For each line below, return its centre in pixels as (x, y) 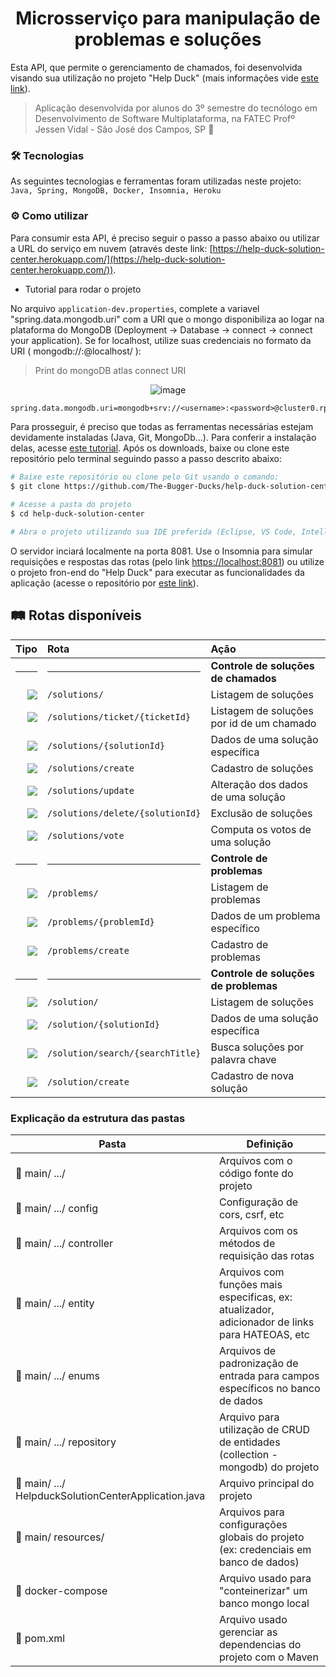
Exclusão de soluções (261, 813)
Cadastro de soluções (262, 768)
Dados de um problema (265, 915)
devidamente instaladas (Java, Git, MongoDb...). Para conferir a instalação (163, 438)
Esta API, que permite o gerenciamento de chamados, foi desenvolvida (156, 67)
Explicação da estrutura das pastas (98, 1118)
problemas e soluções (168, 39)
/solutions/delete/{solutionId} (124, 813)
